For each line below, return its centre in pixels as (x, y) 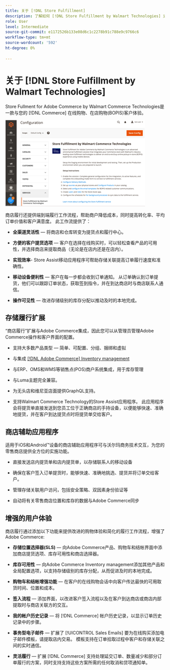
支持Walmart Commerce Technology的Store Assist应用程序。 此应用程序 (88, 402)
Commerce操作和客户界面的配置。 (41, 337)
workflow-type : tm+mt (28, 37)
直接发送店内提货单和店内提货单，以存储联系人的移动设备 (72, 462)
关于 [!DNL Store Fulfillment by (70, 80)
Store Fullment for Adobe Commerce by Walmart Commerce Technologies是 (85, 106)
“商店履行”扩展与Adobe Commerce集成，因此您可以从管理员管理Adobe (80, 331)
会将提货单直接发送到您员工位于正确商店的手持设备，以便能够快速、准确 (88, 408)
